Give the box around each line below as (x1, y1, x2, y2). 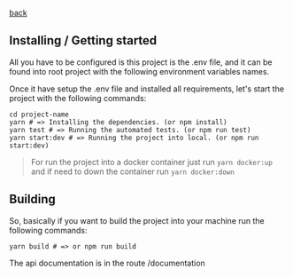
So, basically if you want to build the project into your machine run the (9, 215, 265, 226)
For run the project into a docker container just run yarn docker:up (30, 156, 273, 167)
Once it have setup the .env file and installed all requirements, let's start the (9, 83, 285, 94)
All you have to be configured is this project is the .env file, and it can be (9, 57, 273, 67)
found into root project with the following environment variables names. (9, 66, 270, 76)
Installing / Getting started (9, 33, 158, 48)
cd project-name (9, 110, 69, 119)
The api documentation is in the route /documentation (9, 257, 205, 268)
